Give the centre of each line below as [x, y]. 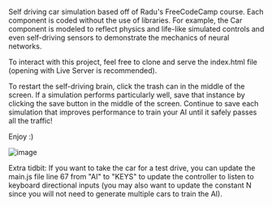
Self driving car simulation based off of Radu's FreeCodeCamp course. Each [136, 12]
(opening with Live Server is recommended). [83, 71]
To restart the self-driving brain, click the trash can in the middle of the [127, 86]
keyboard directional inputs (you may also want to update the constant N [130, 185]
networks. [25, 46]
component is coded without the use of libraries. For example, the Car [125, 20]
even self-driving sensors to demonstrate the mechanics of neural [119, 37]
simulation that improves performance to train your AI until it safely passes [133, 112]
